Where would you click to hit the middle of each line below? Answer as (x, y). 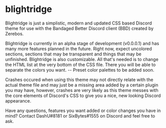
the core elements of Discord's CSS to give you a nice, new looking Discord (83, 95)
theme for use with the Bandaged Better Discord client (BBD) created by (79, 28)
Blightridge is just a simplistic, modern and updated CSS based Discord (79, 23)
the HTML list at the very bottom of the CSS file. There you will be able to (80, 64)
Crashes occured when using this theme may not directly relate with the (79, 79)
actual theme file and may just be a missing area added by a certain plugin (82, 85)
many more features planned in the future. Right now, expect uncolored (79, 48)
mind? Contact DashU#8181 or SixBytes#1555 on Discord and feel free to (80, 115)
